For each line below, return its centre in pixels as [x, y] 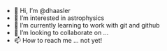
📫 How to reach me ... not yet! [58, 40]
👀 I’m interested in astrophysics [59, 18]
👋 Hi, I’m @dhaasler [42, 11]
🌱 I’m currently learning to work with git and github [87, 25]
